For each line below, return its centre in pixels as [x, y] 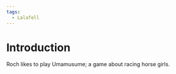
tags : [13, 12]
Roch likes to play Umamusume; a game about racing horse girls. [88, 64]
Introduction [38, 48]
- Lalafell [26, 18]
